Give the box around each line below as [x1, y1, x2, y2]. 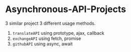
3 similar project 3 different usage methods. [5, 20, 96, 26]
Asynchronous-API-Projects [5, 4, 126, 15]
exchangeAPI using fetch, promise [12, 35, 81, 41]
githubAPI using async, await [12, 40, 73, 46]
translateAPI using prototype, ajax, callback [12, 30, 104, 36]
